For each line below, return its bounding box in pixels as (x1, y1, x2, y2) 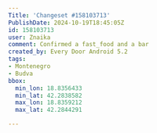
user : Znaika (8, 33, 51, 41)
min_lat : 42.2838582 (15, 92, 82, 99)
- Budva (8, 70, 34, 77)
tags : (8, 56, 26, 63)
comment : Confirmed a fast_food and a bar (8, 41, 149, 49)
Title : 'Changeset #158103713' (8, 11, 111, 20)
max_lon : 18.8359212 (15, 99, 82, 106)
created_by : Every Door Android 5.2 (8, 48, 128, 56)
